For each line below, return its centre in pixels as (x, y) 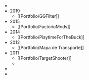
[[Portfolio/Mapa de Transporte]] (50, 48)
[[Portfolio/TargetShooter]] (44, 58)
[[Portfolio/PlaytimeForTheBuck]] (51, 37)
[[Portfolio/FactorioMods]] (44, 27)
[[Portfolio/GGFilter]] (38, 16)
